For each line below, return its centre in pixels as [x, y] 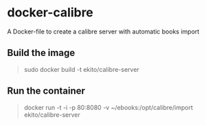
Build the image [41, 53]
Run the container [46, 91]
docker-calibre [50, 13]
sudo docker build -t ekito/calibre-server [81, 69]
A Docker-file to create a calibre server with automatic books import [103, 31]
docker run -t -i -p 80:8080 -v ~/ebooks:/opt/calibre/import [108, 107]
